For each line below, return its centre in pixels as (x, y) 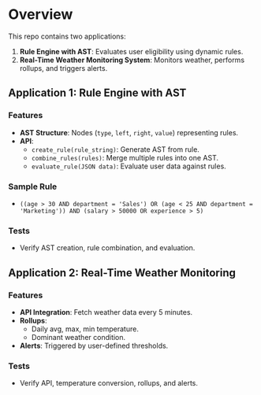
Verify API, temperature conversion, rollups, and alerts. (109, 383)
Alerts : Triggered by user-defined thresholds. (94, 345)
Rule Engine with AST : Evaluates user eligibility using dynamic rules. (131, 51)
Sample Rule (33, 186)
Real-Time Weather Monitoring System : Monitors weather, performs (132, 60)
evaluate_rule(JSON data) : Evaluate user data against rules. (129, 166)
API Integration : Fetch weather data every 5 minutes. (106, 312)
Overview (41, 15)
